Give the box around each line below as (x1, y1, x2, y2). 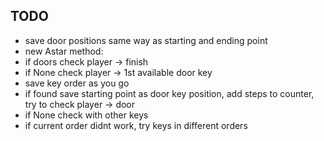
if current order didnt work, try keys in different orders (24, 119, 248, 131)
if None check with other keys (24, 109, 149, 121)
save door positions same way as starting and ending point (24, 34, 268, 46)
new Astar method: (24, 45, 104, 57)
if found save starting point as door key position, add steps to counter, (24, 87, 315, 99)
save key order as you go (24, 77, 130, 89)
